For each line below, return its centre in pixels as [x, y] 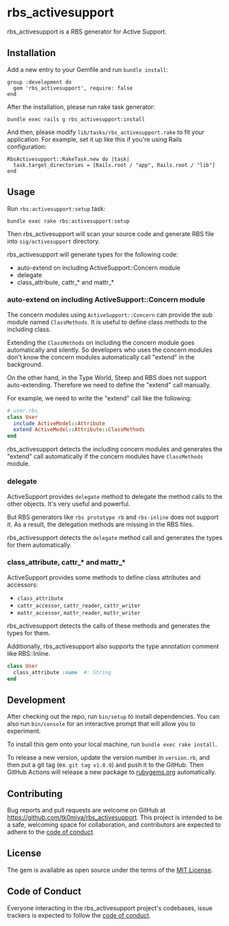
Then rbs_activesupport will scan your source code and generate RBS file [110, 233]
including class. [29, 329]
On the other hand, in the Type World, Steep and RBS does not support [107, 377]
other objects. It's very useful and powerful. [69, 504]
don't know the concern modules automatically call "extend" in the [101, 357]
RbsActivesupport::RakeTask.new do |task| [68, 159]
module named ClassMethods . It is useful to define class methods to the [107, 322]
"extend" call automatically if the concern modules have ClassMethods [105, 456]
